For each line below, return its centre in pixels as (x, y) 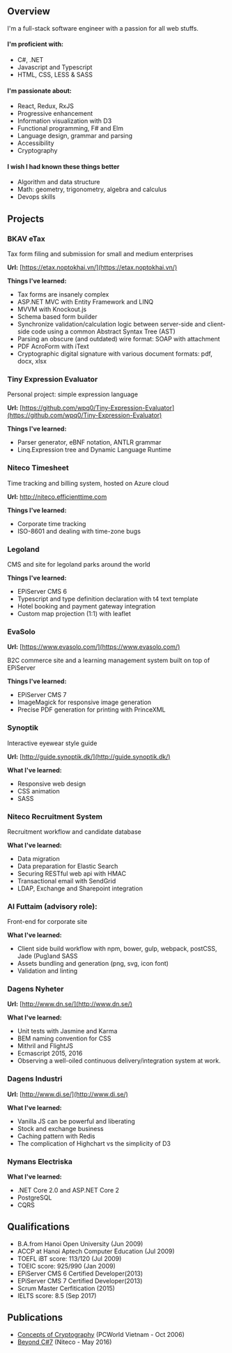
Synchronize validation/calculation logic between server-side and (111, 324)
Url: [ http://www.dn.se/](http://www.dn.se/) (70, 1004)
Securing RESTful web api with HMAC (72, 873)
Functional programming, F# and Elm (70, 128)
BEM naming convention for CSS (64, 1038)
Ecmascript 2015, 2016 (50, 1054)
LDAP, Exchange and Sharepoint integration (80, 888)
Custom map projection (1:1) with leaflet (74, 614)
